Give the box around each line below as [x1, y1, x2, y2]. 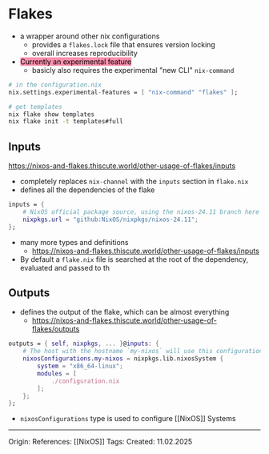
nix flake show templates [8, 110, 94, 119]
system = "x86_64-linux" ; [37, 362, 124, 371]
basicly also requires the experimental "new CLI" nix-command [31, 65, 235, 74]
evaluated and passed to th [19, 263, 110, 272]
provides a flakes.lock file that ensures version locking [31, 39, 216, 49]
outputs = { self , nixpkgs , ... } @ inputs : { [8, 339, 159, 348]
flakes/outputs [31, 324, 80, 334]
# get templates [8, 102, 62, 110]
